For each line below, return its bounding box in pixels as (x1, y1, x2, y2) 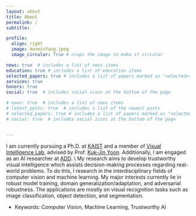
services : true (6, 78, 43, 85)
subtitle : (6, 25, 30, 31)
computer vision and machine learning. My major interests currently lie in (6, 173, 182, 180)
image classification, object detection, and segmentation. (6, 192, 144, 199)
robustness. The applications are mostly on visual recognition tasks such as (6, 186, 188, 193)
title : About (6, 14, 38, 20)
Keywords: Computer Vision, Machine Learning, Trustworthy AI (14, 203, 166, 210)
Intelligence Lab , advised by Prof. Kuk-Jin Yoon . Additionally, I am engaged (6, 148, 186, 155)
